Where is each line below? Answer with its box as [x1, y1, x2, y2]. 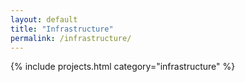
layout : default [10, 14, 78, 25]
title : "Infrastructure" [10, 24, 114, 34]
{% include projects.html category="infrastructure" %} [10, 61, 236, 73]
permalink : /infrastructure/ [10, 33, 132, 43]
